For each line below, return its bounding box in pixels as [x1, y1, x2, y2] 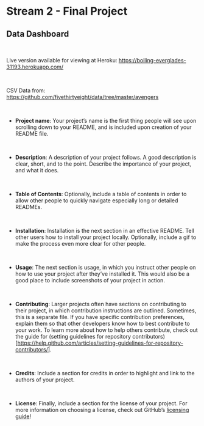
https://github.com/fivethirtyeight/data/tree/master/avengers [6, 94, 159, 100]
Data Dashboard [6, 29, 69, 39]
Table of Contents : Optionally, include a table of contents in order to [15, 191, 187, 197]
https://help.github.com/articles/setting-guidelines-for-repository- [17, 339, 184, 347]
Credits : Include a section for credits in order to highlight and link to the [15, 370, 195, 376]
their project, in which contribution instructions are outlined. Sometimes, [15, 307, 197, 314]
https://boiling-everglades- [118, 57, 186, 64]
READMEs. [15, 204, 43, 210]
